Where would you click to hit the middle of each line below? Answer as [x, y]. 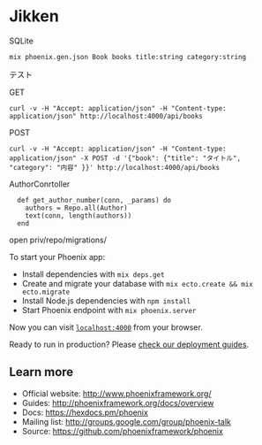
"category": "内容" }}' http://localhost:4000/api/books [115, 167]
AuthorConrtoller [40, 184]
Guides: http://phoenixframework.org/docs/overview [118, 403]
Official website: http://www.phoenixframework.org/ [116, 393]
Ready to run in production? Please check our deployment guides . [129, 344]
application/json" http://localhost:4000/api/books [106, 116]
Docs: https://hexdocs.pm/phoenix [85, 412]
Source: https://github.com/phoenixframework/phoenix [122, 431]
